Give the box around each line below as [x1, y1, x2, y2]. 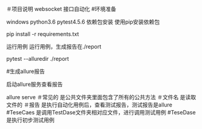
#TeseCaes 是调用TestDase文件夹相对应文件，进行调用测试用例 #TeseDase [6, 109, 196, 116]
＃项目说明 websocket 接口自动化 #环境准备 [6, 5, 117, 12]
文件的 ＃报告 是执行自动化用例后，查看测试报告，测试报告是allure [6, 101, 172, 108]
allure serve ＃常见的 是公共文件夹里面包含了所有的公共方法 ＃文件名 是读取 [6, 94, 197, 100]
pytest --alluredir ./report [6, 55, 69, 62]
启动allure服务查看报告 [6, 81, 63, 88]
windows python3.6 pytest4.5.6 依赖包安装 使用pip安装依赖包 [6, 18, 160, 26]
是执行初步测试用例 [6, 116, 55, 124]
